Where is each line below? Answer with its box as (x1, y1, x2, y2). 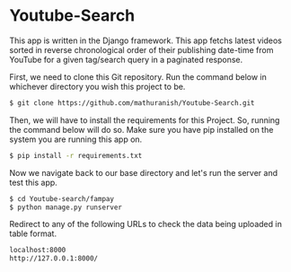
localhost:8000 (9, 246, 66, 255)
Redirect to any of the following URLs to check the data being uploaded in (9, 219, 283, 230)
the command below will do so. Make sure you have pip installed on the (9, 124, 274, 135)
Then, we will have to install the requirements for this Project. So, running (9, 114, 280, 126)
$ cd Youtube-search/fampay (9, 194, 115, 203)
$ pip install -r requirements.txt (9, 151, 143, 160)
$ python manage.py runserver (9, 203, 123, 212)
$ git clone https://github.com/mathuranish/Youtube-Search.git (9, 98, 255, 108)
